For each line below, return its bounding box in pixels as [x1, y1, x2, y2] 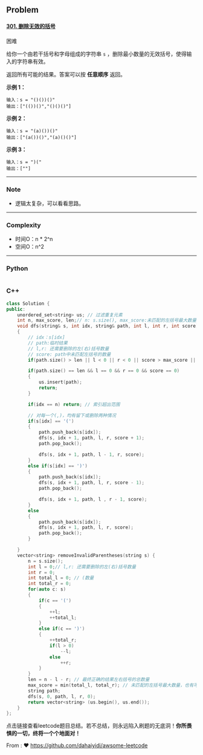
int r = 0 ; [28, 569, 56, 575]
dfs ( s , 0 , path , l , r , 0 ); [28, 693, 96, 700]
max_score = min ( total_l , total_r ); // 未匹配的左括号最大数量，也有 [28, 682, 194, 688]
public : [6, 306, 26, 312]
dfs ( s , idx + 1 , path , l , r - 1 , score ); [38, 496, 147, 503]
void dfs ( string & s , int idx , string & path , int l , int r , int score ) [17, 323, 199, 330]
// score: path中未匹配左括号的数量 [28, 351, 111, 357]
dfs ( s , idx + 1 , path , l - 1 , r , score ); [38, 452, 145, 458]
